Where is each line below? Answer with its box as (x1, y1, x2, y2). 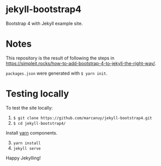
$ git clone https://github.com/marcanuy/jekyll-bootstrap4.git (13, 115, 152, 120)
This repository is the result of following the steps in (6, 55, 115, 61)
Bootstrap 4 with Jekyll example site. (6, 20, 83, 26)
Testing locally (6, 88, 69, 99)
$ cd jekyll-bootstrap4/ (13, 121, 66, 126)
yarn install (13, 141, 41, 146)
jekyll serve (13, 146, 41, 151)
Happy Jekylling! (6, 155, 41, 161)
